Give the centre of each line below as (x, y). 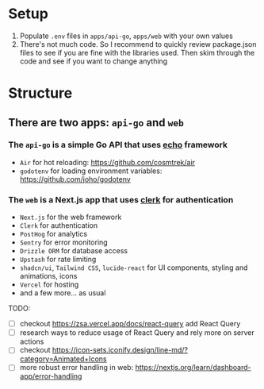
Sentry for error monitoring (64, 242)
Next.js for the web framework (71, 217)
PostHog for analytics (54, 234)
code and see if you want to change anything (94, 61)
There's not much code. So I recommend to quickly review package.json (138, 44)
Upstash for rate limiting (58, 260)
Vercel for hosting (49, 285)
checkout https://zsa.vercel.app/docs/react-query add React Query (130, 324)
